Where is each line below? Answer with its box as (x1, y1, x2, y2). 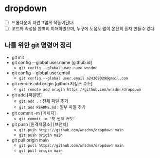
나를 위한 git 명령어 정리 (4, 41, 72, 49)
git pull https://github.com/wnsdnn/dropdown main (18, 143, 124, 148)
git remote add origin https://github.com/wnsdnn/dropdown (18, 87, 142, 92)
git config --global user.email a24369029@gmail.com (18, 76, 128, 80)
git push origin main (18, 133, 63, 138)
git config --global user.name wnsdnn (18, 65, 98, 70)
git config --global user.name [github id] (11, 59, 92, 65)
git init (11, 54, 24, 60)
